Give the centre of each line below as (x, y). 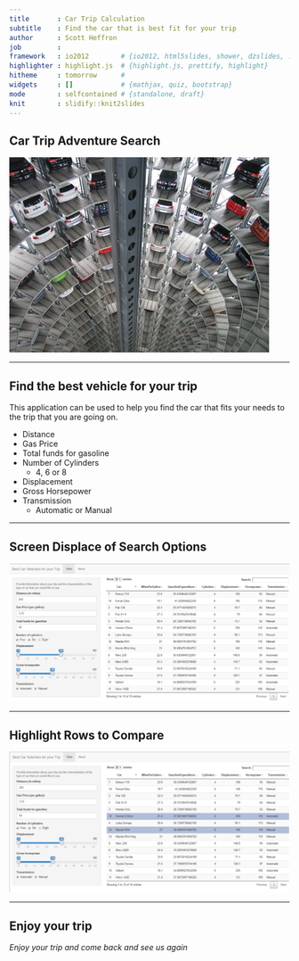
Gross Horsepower (57, 492)
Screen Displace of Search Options (108, 547)
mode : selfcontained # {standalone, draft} (107, 94)
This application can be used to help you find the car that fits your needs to (147, 408)
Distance (38, 435)
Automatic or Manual (74, 510)
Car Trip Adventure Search (85, 141)
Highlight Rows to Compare (87, 735)
